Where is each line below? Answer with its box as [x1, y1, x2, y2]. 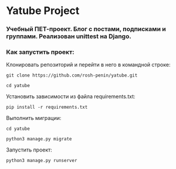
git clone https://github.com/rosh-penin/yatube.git [6, 73, 138, 78]
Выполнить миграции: [6, 115, 62, 122]
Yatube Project [6, 4, 80, 18]
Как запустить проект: [6, 48, 75, 56]
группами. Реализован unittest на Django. [6, 32, 132, 40]
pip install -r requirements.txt [6, 104, 88, 111]
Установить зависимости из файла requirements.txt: [6, 93, 136, 100]
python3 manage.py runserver [6, 158, 77, 164]
